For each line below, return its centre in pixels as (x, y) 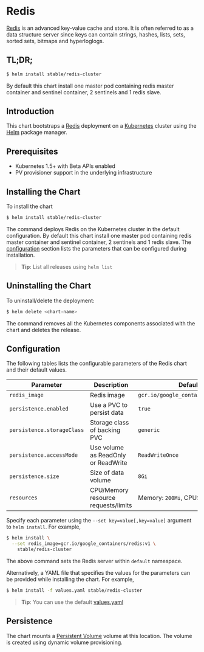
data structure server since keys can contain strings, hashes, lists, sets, (96, 34)
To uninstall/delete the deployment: (50, 300)
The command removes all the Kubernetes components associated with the (101, 323)
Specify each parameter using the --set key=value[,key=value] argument (99, 521)
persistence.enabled (39, 409)
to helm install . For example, (43, 527)
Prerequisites (32, 151)
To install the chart (29, 206)
